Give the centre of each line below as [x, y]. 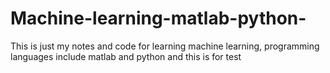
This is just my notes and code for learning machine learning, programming [165, 46]
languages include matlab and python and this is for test [126, 56]
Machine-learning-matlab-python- [158, 18]
